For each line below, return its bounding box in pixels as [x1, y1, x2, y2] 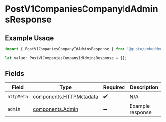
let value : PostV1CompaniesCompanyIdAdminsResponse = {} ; [5, 55, 127, 60]
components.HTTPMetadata [33, 93, 99, 100]
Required [103, 84, 125, 91]
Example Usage [5, 34, 54, 42]
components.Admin [33, 105, 78, 112]
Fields [5, 69, 25, 78]
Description [130, 84, 158, 91]
